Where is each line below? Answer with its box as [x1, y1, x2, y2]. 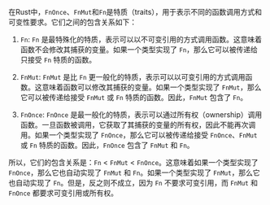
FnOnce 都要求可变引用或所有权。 [8, 188, 118, 198]
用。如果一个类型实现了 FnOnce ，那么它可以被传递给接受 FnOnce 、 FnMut [20, 130, 258, 140]
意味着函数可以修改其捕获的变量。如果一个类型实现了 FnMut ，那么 [41, 82, 262, 92]
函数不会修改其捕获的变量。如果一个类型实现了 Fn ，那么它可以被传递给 [20, 45, 259, 55]
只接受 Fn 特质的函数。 [20, 55, 96, 64]
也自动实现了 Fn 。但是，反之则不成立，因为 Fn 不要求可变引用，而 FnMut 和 [8, 178, 259, 187]
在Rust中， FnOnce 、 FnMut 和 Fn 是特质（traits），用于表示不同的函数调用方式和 [8, 7, 263, 16]
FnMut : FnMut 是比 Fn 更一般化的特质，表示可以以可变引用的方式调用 [20, 72, 246, 81]
